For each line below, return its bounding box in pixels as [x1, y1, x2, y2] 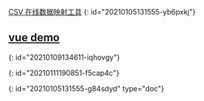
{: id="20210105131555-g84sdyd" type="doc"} [8, 83, 164, 93]
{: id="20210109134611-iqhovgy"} [8, 52, 121, 62]
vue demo [8, 31, 60, 44]
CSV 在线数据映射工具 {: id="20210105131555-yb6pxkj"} [8, 7, 196, 16]
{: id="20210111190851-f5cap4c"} [8, 68, 120, 78]
